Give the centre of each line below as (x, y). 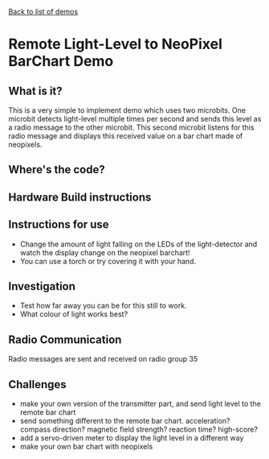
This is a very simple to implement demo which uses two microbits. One (127, 110)
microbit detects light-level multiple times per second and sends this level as (135, 119)
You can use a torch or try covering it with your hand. (108, 261)
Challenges (37, 385)
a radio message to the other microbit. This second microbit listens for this (131, 127)
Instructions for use (59, 225)
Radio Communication (65, 339)
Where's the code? (57, 170)
